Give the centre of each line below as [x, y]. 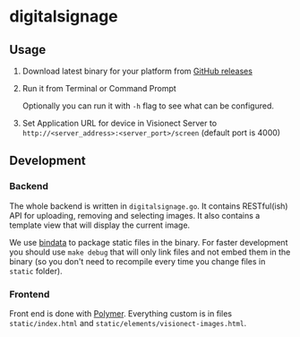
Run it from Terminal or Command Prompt [99, 88]
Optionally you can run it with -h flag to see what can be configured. [148, 106]
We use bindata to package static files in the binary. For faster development [149, 242]
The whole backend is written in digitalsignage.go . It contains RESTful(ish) [149, 206]
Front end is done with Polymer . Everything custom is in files [121, 313]
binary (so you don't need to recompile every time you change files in [137, 261]
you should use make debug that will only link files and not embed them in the [150, 252]
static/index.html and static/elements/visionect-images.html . [128, 323]
